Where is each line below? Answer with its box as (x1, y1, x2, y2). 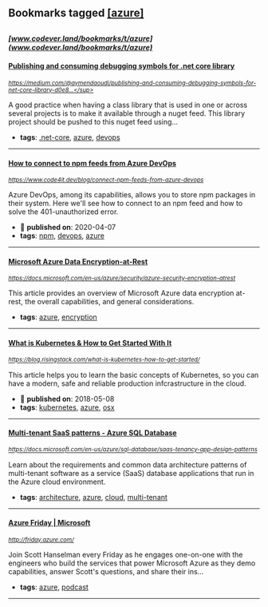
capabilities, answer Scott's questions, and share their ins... (8, 567, 204, 576)
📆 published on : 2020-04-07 (19, 223, 116, 232)
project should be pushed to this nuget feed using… (8, 117, 178, 126)
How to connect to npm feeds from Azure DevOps (8, 158, 177, 168)
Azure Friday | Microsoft (8, 518, 91, 528)
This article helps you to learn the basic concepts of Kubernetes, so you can (8, 370, 259, 379)
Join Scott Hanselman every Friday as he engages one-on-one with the (8, 550, 243, 559)
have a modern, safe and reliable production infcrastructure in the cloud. (8, 379, 246, 388)
